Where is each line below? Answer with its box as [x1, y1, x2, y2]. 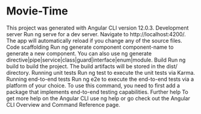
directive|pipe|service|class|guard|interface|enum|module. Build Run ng [6, 56, 186, 63]
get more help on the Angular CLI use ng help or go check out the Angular [6, 95, 191, 102]
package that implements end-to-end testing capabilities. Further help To [6, 88, 188, 95]
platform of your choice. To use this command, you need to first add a [6, 81, 180, 89]
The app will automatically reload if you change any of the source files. [6, 37, 182, 44]
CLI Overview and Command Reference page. [6, 101, 121, 108]
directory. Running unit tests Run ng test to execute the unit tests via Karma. [6, 69, 195, 76]
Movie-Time [6, 4, 68, 18]
